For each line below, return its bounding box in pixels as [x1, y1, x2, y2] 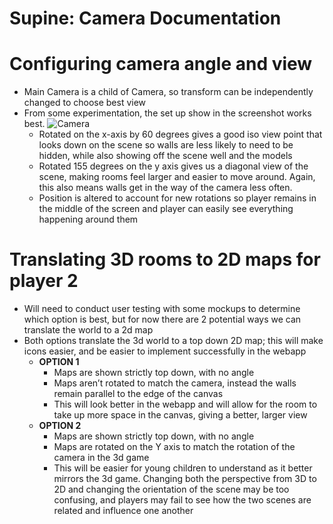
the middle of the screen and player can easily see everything [38, 203, 294, 215]
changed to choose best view [23, 97, 147, 109]
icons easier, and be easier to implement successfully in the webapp [23, 345, 307, 357]
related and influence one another [53, 505, 194, 517]
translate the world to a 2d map [23, 324, 154, 336]
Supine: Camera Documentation [9, 7, 282, 30]
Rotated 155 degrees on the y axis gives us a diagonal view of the [38, 160, 309, 172]
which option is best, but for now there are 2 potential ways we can [23, 313, 302, 326]
